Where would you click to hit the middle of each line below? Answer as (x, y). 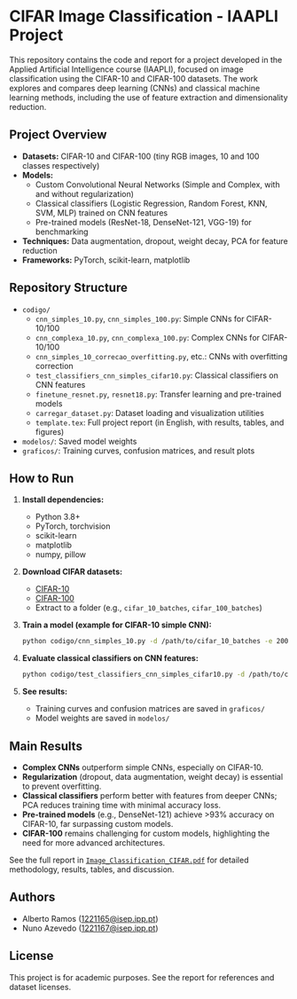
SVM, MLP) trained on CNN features (102, 212)
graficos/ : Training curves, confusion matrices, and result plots (138, 451)
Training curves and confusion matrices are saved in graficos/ (150, 709)
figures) (50, 431)
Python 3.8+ (58, 517)
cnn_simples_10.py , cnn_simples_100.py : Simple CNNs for (140, 319)
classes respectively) (61, 165)
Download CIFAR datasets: (72, 572)
